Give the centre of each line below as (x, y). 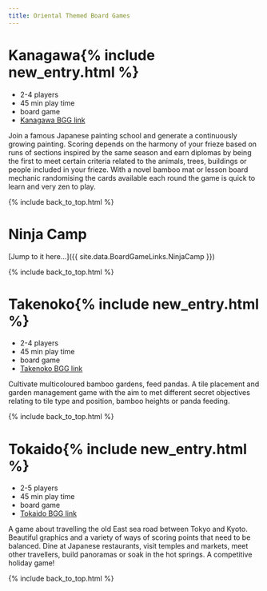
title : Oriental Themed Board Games (69, 16)
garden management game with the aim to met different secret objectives (129, 393)
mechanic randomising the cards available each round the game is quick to (132, 178)
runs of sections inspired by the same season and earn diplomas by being (130, 152)
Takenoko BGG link (51, 369)
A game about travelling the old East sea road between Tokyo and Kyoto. (128, 529)
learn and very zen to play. (52, 186)
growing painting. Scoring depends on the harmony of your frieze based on (133, 144)
